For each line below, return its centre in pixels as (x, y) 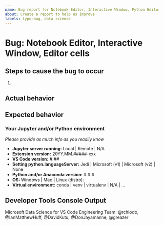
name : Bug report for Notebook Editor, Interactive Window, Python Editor (83, 10)
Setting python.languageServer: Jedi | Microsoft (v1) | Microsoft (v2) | (84, 164)
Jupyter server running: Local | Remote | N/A (58, 149)
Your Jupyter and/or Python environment (55, 129)
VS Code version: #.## (36, 159)
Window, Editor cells (47, 53)
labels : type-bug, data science (38, 19)
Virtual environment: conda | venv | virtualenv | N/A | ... (69, 185)
